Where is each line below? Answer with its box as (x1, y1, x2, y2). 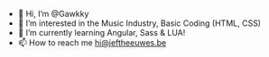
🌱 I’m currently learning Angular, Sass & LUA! (17, 28, 186, 37)
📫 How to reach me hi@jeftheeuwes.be (17, 37, 167, 48)
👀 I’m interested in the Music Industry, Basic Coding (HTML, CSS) (17, 18, 262, 28)
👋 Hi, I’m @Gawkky (17, 9, 89, 19)
